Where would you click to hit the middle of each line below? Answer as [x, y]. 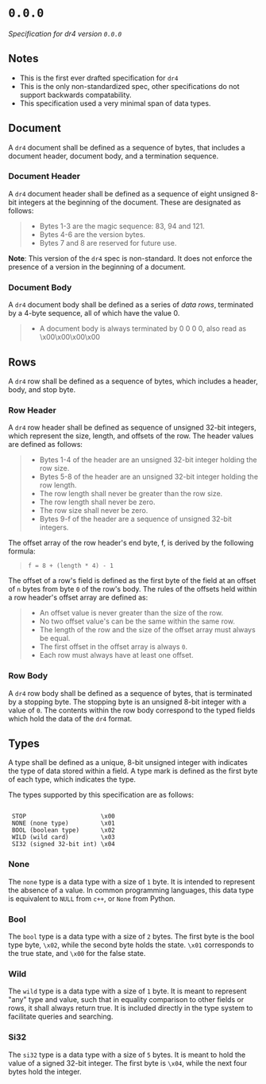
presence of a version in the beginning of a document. [97, 266]
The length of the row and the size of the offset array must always [147, 630]
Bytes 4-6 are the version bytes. [92, 234]
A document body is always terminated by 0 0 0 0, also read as [143, 328]
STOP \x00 [63, 817]
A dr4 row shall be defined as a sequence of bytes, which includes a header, [133, 381]
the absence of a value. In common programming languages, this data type [131, 890]
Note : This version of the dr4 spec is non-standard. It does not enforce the [130, 258]
